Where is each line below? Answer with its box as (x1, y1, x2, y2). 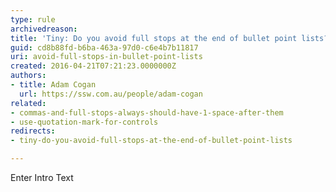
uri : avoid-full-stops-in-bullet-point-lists (10, 52, 203, 62)
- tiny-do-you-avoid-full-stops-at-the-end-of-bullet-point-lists (10, 136, 293, 146)
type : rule (10, 14, 56, 25)
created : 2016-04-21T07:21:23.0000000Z (10, 61, 177, 71)
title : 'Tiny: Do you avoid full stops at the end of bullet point (10, 33, 298, 43)
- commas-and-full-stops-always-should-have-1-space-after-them (10, 107, 284, 118)
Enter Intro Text (10, 172, 74, 183)
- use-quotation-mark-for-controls (10, 117, 159, 127)
